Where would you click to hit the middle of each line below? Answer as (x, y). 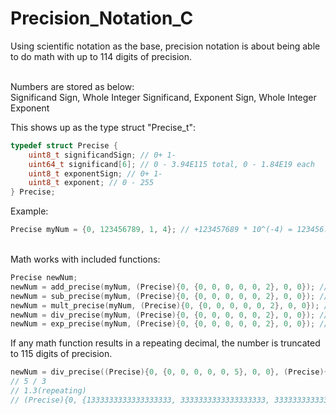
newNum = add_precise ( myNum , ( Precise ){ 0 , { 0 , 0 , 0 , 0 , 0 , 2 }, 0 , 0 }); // (169, 287)
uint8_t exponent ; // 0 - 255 (91, 183)
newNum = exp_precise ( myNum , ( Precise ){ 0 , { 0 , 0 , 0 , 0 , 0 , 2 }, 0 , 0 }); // (169, 324)
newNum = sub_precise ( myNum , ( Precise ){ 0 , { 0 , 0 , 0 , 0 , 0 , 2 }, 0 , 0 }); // (169, 296)
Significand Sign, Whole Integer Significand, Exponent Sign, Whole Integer (163, 97)
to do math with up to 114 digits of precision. (101, 56)
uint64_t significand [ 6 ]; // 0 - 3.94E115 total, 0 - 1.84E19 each (171, 164)
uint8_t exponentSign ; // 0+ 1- (95, 173)
